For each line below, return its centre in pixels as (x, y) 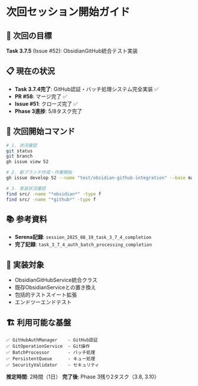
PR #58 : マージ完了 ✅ (41, 96)
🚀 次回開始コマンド (41, 132)
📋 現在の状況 (31, 71)
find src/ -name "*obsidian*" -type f (54, 194)
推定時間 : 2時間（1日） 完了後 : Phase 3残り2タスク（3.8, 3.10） (83, 377)
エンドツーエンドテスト (43, 302)
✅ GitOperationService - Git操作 (48, 346)
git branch (19, 157)
